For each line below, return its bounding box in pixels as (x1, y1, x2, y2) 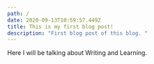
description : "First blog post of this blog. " (7, 29, 148, 37)
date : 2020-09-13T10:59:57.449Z (7, 17, 101, 24)
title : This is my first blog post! (7, 23, 114, 30)
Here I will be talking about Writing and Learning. (7, 49, 148, 57)
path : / (7, 10, 30, 17)
